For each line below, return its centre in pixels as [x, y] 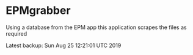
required [16, 33]
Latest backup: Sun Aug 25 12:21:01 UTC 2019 [64, 45]
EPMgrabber [38, 11]
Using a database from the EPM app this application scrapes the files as [96, 27]
